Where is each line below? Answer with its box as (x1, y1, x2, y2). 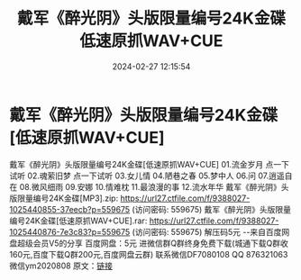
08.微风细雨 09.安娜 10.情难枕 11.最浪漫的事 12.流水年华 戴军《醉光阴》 (19, 181, 281, 192)
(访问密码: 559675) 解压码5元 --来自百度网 (132, 226, 290, 237)
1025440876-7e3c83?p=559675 (9, 226, 131, 237)
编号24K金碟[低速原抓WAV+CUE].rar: (9, 215, 148, 226)
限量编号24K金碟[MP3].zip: (16, 193, 119, 203)
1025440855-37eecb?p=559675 (9, 203, 131, 214)
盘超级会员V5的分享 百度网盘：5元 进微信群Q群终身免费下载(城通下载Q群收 (9, 238, 288, 248)
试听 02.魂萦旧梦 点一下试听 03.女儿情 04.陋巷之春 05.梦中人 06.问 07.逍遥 (9, 170, 286, 181)
